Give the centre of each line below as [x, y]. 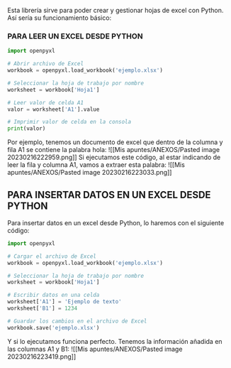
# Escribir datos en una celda [53, 295]
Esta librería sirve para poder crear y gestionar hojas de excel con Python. [115, 10]
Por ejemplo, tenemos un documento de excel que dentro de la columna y [115, 142]
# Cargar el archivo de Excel [52, 256]
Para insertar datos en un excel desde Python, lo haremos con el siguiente [116, 222]
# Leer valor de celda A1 [45, 102]
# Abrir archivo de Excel [45, 64]
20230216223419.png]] [42, 356]
